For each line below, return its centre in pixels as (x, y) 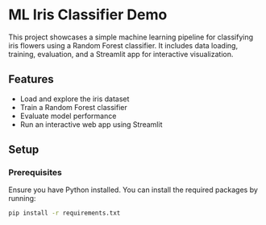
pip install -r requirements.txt (64, 213)
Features (31, 79)
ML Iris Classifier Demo (88, 15)
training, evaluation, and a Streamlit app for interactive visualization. (121, 54)
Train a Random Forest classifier (73, 107)
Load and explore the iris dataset (75, 99)
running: (22, 198)
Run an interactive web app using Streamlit (91, 124)
